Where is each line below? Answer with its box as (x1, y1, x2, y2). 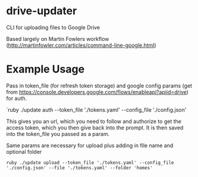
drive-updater (6, 4, 77, 18)
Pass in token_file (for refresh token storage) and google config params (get (6, 82, 192, 89)
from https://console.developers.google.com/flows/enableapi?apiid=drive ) (6, 88, 189, 96)
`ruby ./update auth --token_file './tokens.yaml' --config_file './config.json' (6, 106, 187, 113)
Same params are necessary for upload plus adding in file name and (6, 141, 174, 149)
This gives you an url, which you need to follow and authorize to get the (6, 118, 181, 125)
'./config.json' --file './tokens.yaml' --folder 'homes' (6, 165, 153, 170)
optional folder (6, 148, 42, 155)
